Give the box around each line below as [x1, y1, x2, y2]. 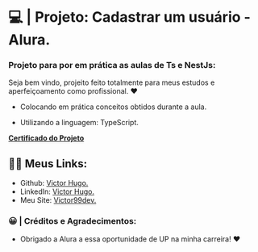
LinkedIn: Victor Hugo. [19, 187, 95, 196]
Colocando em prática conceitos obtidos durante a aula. [19, 102, 207, 111]
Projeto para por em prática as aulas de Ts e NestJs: [8, 60, 216, 71]
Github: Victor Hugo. [19, 178, 89, 188]
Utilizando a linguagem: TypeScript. [19, 118, 139, 128]
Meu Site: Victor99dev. [19, 195, 97, 205]
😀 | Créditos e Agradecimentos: [8, 216, 137, 227]
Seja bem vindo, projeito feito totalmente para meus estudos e [8, 78, 215, 87]
